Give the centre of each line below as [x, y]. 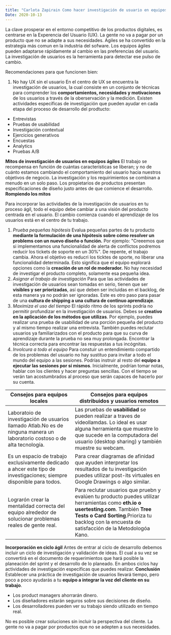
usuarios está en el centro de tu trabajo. [47, 220]
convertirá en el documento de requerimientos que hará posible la [75, 558]
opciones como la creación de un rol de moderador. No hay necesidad [87, 268]
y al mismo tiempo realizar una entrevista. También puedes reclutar [83, 327]
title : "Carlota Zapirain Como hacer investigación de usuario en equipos [86, 10]
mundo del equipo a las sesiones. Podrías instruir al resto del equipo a [86, 360]
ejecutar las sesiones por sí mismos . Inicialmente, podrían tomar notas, [88, 365]
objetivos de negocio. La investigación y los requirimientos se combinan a [83, 177]
